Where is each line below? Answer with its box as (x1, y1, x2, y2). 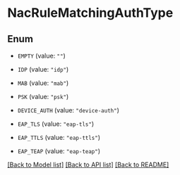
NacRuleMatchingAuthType (7, 5, 174, 21)
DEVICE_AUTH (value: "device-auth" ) (17, 106, 120, 114)
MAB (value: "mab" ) (17, 79, 69, 87)
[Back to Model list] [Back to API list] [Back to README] (7, 160, 169, 169)
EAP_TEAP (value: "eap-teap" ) (17, 147, 101, 155)
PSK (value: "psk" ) (17, 93, 69, 101)
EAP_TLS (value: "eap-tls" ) (17, 119, 94, 128)
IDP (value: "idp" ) (17, 65, 69, 73)
